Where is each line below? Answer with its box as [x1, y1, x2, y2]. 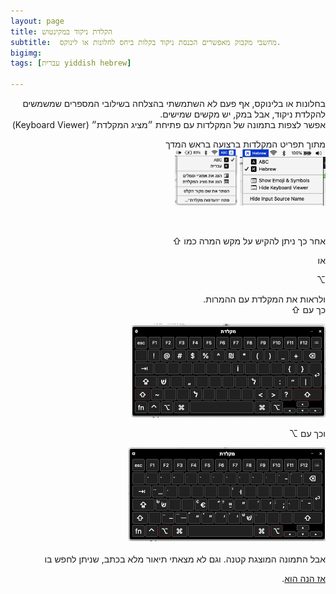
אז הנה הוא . [281, 573, 326, 584]
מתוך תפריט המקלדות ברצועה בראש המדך [165, 138, 326, 150]
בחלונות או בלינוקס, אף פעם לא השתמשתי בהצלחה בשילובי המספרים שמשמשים [22, 98, 326, 109]
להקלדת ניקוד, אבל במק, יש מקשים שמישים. [159, 108, 326, 120]
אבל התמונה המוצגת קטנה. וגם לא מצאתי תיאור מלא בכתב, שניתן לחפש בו [44, 553, 326, 565]
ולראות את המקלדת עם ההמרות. [203, 293, 326, 305]
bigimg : [10, 48, 43, 58]
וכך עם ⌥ [288, 428, 326, 439]
